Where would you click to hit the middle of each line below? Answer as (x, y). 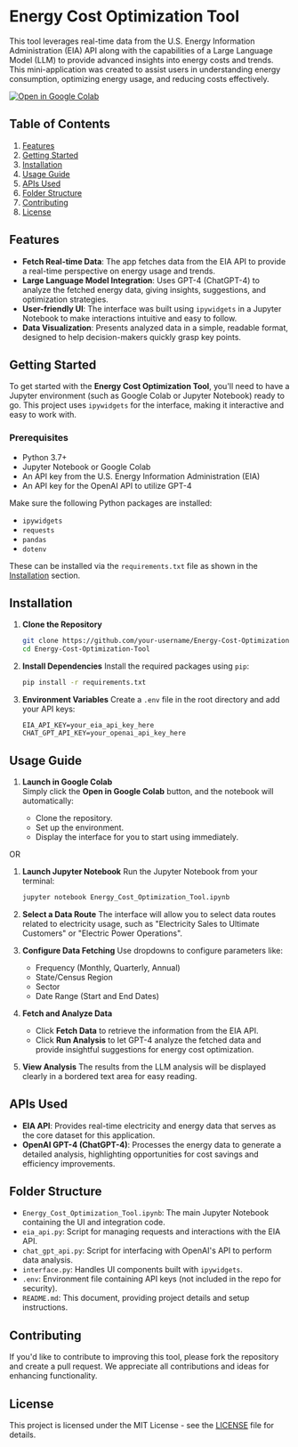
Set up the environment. (80, 827)
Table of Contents (60, 124)
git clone (40, 641)
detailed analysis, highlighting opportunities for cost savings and (141, 1154)
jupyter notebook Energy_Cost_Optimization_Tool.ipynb (126, 897)
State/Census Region (74, 977)
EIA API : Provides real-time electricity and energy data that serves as (149, 1126)
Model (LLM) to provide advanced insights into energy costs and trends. (141, 60)
